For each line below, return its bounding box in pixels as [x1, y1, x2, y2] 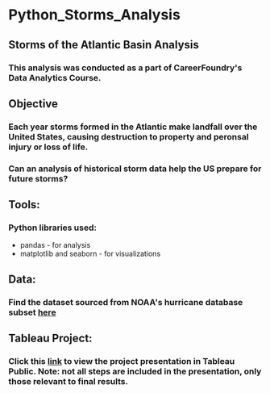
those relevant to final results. [8, 376, 129, 387]
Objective [8, 97, 59, 111]
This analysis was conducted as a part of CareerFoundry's [8, 62, 243, 73]
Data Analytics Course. [8, 72, 102, 83]
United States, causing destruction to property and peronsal [8, 131, 249, 142]
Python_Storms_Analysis [8, 6, 181, 24]
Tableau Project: [8, 332, 93, 345]
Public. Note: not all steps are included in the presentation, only [8, 366, 262, 377]
